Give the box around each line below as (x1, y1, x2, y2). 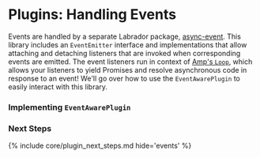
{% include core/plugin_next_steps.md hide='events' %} (8, 141, 192, 151)
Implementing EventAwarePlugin (8, 101, 131, 112)
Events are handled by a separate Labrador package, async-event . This (8, 32, 241, 41)
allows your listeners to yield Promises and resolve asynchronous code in (8, 65, 247, 74)
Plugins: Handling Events (8, 6, 176, 24)
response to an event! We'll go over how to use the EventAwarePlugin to (8, 73, 241, 83)
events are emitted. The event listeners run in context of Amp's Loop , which (8, 57, 253, 66)
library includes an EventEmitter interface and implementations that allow (8, 39, 247, 49)
